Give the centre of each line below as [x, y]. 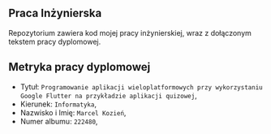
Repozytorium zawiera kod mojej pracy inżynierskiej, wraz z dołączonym [130, 32]
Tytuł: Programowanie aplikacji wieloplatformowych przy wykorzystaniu [141, 86]
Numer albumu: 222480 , [59, 121]
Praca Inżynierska [55, 13]
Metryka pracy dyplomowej [80, 67]
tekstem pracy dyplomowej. [55, 41]
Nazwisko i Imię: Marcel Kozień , [73, 112]
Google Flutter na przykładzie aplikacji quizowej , [108, 95]
